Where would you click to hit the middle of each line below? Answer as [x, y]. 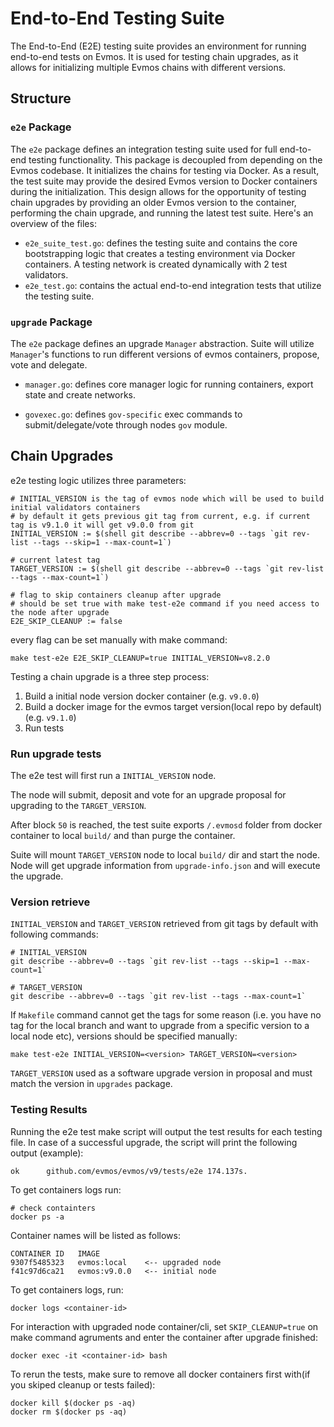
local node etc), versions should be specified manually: [124, 1036]
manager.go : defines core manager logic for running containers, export [169, 384]
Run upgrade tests [56, 754]
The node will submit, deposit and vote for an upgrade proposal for [148, 795]
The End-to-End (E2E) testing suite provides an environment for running [158, 46]
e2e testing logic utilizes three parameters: [98, 480]
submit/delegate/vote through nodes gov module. [126, 424]
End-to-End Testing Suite [117, 18]
